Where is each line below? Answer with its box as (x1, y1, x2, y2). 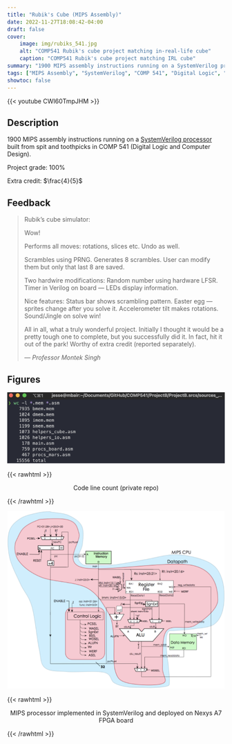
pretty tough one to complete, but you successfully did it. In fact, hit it (23, 333, 222, 341)
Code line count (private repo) (73, 484, 159, 492)
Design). (7, 150, 32, 159)
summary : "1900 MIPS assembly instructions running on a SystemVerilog (7, 62, 217, 69)
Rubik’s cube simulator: (23, 215, 91, 224)
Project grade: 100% (7, 163, 66, 172)
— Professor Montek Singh (23, 353, 101, 362)
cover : (7, 33, 26, 40)
